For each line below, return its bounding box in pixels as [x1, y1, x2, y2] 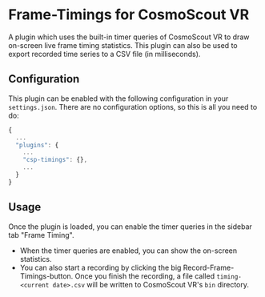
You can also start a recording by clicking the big [19, 263, 182, 272]
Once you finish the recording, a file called [74, 271, 215, 281]
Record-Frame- [183, 263, 235, 272]
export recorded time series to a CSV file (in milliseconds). [8, 49, 201, 58]
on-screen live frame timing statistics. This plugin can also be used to [8, 40, 238, 50]
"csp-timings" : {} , [22, 156, 88, 164]
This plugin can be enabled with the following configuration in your [8, 94, 229, 103]
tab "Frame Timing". [8, 230, 74, 239]
